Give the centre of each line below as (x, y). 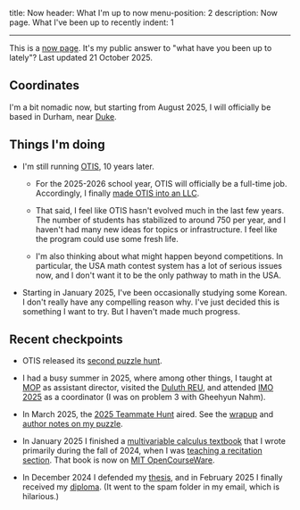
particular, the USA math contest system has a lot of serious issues (159, 265)
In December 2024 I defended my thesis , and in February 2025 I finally (152, 478)
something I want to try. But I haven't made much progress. (131, 311)
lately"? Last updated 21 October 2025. (81, 58)
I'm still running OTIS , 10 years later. (88, 166)
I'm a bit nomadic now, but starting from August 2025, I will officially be (140, 107)
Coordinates (45, 85)
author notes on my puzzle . (72, 424)
